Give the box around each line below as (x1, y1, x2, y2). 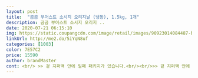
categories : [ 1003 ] (6, 42, 54, 48)
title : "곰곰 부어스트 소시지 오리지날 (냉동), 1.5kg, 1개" (6, 14, 140, 20)
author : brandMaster (6, 57, 57, 63)
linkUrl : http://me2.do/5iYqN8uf (6, 36, 88, 42)
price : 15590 (6, 52, 38, 58)
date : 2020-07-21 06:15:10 (6, 25, 72, 31)
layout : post (6, 8, 38, 15)
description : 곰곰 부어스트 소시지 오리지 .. (6, 19, 105, 25)
